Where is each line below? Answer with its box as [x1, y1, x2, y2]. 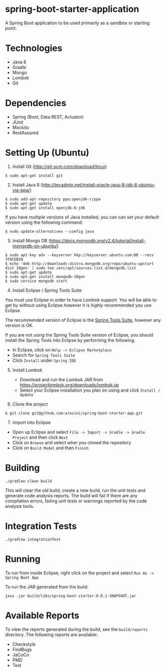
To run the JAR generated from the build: [5, 584, 89, 590]
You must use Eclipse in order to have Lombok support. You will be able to [5, 297, 157, 303]
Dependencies [5, 98, 66, 109]
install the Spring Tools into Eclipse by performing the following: [5, 337, 135, 343]
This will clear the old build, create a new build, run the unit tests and [5, 487, 146, 493]
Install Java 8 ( [12, 182, 43, 188]
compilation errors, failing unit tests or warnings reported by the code [5, 498, 147, 504]
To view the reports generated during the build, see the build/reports [5, 626, 148, 632]
